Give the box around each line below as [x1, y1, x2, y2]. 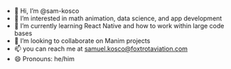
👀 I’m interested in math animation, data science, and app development [14, 14, 222, 23]
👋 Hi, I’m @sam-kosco [14, 7, 80, 15]
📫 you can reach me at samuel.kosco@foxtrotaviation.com [14, 44, 188, 53]
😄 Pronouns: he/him [14, 55, 75, 63]
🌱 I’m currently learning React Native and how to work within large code [14, 22, 225, 30]
